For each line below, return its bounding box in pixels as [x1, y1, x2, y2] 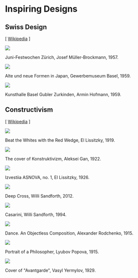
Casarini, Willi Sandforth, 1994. [5, 211, 67, 218]
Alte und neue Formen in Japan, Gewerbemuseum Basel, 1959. [5, 73, 131, 79]
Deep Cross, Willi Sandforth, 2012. [5, 193, 74, 199]
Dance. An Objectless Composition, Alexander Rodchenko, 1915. [5, 230, 134, 236]
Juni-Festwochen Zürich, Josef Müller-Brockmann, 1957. [5, 55, 119, 60]
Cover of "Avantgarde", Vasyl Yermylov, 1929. [5, 267, 96, 273]
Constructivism [5, 106, 53, 114]
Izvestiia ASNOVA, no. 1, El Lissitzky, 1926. [5, 174, 90, 180]
